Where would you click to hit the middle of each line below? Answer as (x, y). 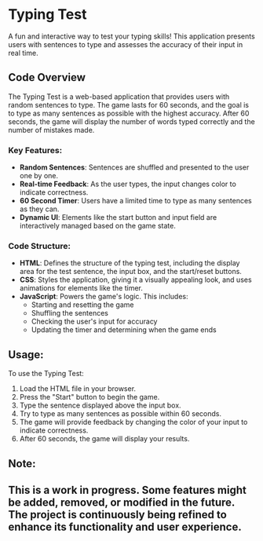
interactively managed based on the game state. (98, 226)
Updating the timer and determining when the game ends (124, 330)
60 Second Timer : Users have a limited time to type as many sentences (136, 201)
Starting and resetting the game (82, 305)
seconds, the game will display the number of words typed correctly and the (131, 121)
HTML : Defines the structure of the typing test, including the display (130, 263)
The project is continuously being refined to (118, 515)
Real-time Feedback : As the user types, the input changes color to (128, 184)
